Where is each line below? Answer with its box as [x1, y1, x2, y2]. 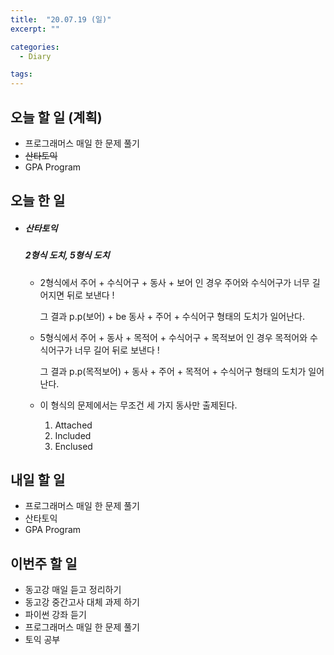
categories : [10, 42, 60, 52]
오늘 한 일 [10, 192, 66, 210]
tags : [10, 69, 33, 80]
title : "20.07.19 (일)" [10, 14, 112, 25]
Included [54, 429, 92, 441]
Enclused [54, 440, 93, 452]
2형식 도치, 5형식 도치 [24, 249, 110, 261]
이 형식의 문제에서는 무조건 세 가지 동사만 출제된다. [39, 399, 238, 411]
